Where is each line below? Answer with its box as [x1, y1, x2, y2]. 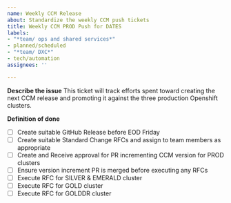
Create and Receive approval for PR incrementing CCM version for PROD [17, 151, 224, 159]
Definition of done [7, 115, 60, 123]
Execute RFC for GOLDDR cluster [17, 189, 112, 197]
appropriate [17, 143, 51, 152]
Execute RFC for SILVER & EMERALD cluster [17, 173, 143, 182]
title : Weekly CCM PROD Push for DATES [7, 23, 122, 30]
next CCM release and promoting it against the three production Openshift [7, 94, 219, 102]
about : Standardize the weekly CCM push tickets [7, 17, 150, 23]
